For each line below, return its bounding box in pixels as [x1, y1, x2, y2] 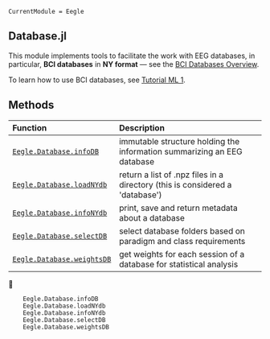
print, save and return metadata [119, 202, 239, 213]
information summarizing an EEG [119, 146, 243, 157]
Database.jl [8, 29, 67, 43]
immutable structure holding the [119, 135, 239, 147]
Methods [8, 98, 55, 112]
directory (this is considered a [119, 179, 232, 190]
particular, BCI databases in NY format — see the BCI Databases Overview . [8, 59, 260, 68]
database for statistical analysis [119, 258, 239, 270]
